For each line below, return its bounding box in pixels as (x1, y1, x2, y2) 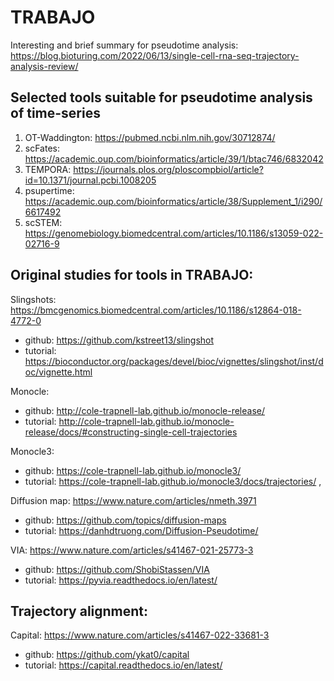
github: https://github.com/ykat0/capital (24, 649, 190, 661)
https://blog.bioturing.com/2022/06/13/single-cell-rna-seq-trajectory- (10, 49, 300, 61)
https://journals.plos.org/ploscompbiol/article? (73, 163, 264, 175)
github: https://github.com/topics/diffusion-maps (24, 514, 227, 526)
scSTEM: (24, 216, 63, 228)
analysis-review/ (10, 60, 79, 72)
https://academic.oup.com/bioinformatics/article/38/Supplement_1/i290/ (24, 195, 323, 207)
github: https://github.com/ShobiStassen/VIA (24, 563, 210, 575)
